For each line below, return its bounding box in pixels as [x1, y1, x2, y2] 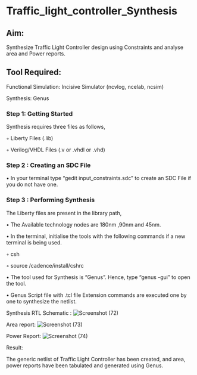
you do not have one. [6, 181, 58, 188]
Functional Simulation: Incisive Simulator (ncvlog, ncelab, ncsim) [6, 83, 164, 90]
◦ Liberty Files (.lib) [6, 135, 54, 142]
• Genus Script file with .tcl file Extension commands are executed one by [6, 291, 187, 299]
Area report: [6, 321, 36, 328]
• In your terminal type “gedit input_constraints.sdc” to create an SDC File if [6, 175, 192, 182]
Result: [6, 344, 23, 351]
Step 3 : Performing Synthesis [6, 196, 95, 204]
